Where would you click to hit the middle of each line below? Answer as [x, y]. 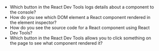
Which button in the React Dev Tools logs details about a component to [82, 7]
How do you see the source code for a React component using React [80, 28]
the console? [23, 12]
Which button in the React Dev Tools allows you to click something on [80, 38]
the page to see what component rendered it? [56, 43]
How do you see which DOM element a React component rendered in [80, 17]
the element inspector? [33, 22]
